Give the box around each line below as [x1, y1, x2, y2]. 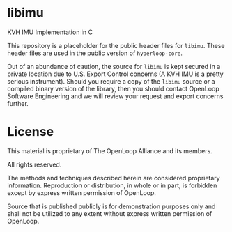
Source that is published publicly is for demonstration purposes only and [7, 202, 216, 210]
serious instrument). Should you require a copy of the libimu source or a [7, 77, 215, 85]
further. [7, 99, 29, 107]
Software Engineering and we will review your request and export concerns [7, 92, 224, 100]
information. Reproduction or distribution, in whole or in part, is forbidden [7, 181, 217, 190]
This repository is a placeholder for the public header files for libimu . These [7, 41, 225, 49]
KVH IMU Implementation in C [7, 28, 93, 36]
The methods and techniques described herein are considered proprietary [7, 173, 221, 182]
